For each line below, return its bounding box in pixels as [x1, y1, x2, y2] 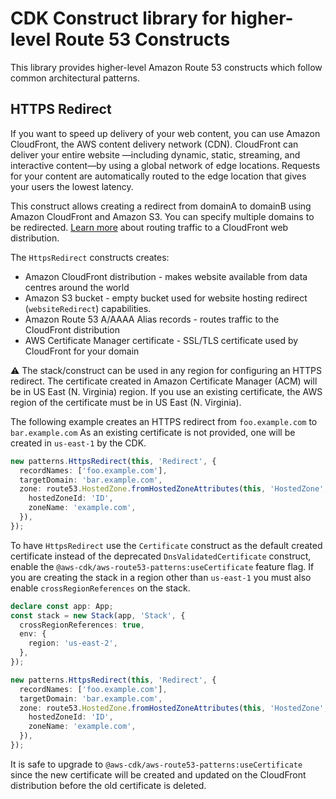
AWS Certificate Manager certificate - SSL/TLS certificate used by [24, 334, 299, 346]
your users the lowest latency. [10, 180, 134, 192]
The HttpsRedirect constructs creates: [10, 251, 170, 263]
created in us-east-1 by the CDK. [10, 437, 147, 449]
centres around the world [24, 281, 130, 293]
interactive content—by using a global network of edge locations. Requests [10, 159, 321, 171]
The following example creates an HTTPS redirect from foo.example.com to [10, 415, 318, 427]
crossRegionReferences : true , [19, 620, 145, 630]
